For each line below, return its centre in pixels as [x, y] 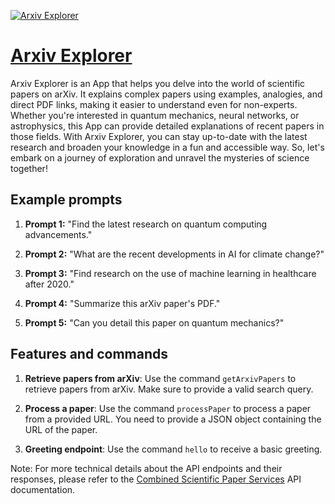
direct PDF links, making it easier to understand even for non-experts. [154, 104]
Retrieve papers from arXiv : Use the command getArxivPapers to [160, 378]
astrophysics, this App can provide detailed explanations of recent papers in [167, 126]
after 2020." [49, 284]
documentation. [43, 489]
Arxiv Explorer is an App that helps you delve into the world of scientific [158, 83]
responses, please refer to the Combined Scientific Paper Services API [156, 479]
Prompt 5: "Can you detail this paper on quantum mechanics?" [154, 322]
